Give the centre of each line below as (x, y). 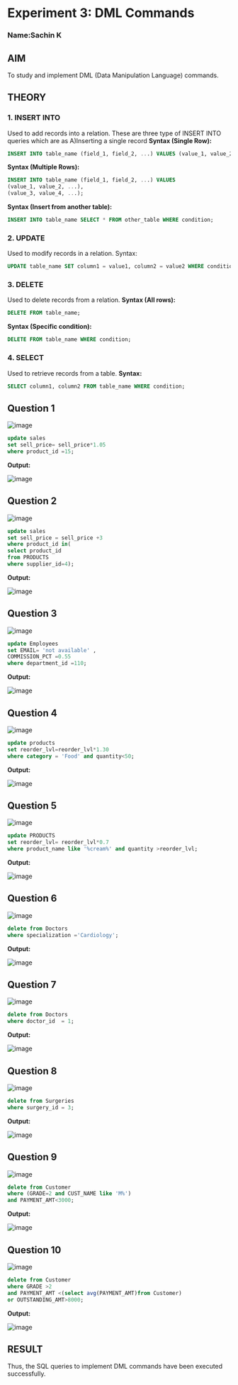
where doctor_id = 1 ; (41, 1021)
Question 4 (33, 713)
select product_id (34, 551)
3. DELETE (25, 285)
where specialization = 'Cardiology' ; (63, 935)
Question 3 (32, 613)
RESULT (25, 1349)
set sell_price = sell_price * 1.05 (57, 445)
